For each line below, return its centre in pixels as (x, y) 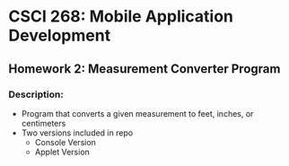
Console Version (65, 142)
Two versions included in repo (77, 133)
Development (60, 35)
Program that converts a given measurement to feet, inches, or (137, 113)
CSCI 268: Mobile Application (121, 17)
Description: (36, 94)
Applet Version (62, 152)
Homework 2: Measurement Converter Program (144, 69)
